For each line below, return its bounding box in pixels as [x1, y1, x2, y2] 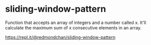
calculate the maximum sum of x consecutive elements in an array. [5, 24, 142, 30]
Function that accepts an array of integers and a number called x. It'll [5, 20, 147, 25]
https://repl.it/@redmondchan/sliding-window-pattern [5, 34, 116, 40]
